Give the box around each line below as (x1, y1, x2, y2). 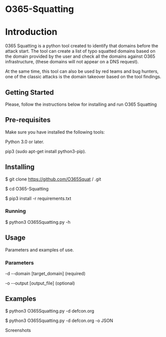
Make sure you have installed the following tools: (5, 129, 105, 135)
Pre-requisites (5, 116, 51, 124)
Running (5, 208, 26, 215)
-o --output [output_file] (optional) (5, 280, 76, 286)
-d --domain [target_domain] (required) (5, 270, 86, 276)
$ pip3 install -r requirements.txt (5, 195, 72, 201)
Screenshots (5, 327, 31, 333)
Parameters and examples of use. (5, 247, 74, 253)
